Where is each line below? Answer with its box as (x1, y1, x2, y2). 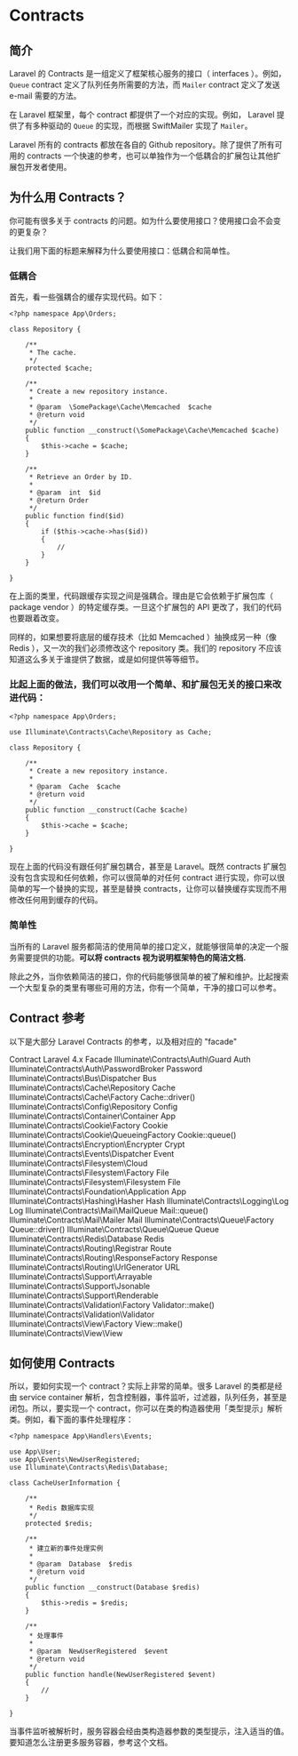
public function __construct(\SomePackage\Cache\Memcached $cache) (25, 426, 279, 436)
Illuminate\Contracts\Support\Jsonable (9, 1280, 151, 1291)
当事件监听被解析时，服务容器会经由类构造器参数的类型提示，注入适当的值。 (9, 1726, 289, 1736)
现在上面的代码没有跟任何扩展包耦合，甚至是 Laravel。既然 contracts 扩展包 (9, 862, 286, 872)
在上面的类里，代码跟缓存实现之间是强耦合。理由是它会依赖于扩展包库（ (9, 590, 273, 601)
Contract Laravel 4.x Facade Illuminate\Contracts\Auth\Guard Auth (9, 1054, 251, 1064)
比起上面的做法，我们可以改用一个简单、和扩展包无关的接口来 (9, 678, 273, 691)
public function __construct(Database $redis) (25, 1584, 200, 1592)
